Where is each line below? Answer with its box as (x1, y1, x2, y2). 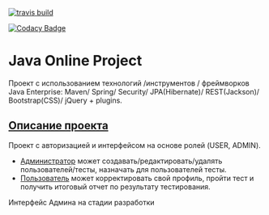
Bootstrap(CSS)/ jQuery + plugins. (8, 95, 123, 105)
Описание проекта (8, 119, 109, 133)
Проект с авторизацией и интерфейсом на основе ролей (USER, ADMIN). (8, 140, 261, 150)
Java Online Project (8, 52, 143, 70)
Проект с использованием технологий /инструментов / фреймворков (8, 78, 250, 88)
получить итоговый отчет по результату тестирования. (19, 182, 211, 192)
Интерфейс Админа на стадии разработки (8, 197, 156, 207)
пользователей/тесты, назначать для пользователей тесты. (19, 164, 227, 174)
